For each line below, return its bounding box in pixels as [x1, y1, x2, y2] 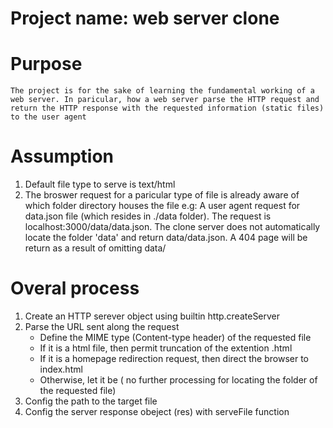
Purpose [10, 53, 83, 76]
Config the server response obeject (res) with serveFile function [24, 406, 290, 417]
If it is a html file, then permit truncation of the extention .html [39, 342, 293, 354]
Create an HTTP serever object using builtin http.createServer [24, 310, 281, 322]
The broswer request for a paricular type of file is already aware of [24, 189, 300, 201]
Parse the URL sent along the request [24, 321, 180, 332]
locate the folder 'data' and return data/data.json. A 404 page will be [24, 232, 308, 244]
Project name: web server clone [10, 7, 280, 30]
